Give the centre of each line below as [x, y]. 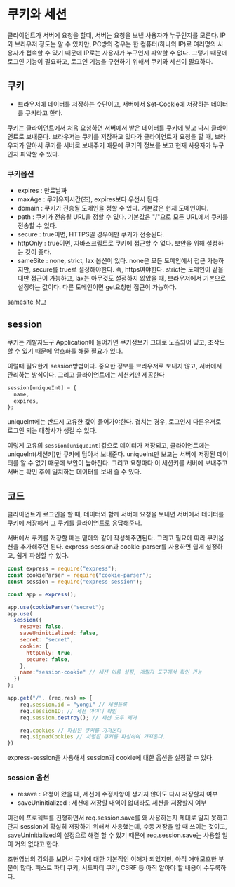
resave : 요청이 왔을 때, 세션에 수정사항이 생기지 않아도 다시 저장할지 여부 [117, 794]
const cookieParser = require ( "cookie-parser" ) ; [80, 575]
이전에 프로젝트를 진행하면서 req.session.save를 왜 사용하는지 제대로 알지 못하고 [118, 818]
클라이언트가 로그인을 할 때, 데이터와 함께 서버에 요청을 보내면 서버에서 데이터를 [116, 514]
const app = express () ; [42, 594]
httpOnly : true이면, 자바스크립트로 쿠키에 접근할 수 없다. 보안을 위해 [111, 244]
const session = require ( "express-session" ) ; [75, 582]
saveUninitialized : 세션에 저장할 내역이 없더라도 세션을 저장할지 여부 [112, 803]
